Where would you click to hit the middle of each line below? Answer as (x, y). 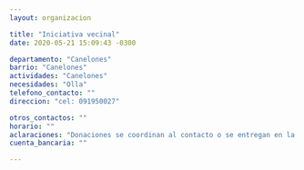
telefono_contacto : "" (52, 93)
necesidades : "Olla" (49, 85)
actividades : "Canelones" (58, 76)
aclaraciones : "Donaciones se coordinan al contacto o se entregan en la (152, 135)
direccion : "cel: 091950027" (65, 101)
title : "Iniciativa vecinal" (65, 34)
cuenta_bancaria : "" (49, 143)
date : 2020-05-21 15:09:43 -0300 (73, 43)
